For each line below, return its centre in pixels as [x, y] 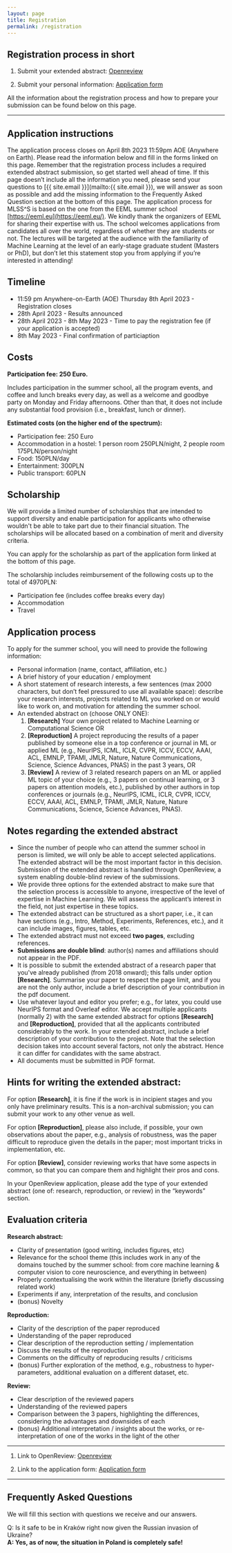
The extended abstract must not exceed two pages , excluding [106, 936]
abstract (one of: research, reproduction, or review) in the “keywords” [106, 1191]
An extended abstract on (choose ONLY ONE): [83, 714]
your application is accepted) [59, 328]
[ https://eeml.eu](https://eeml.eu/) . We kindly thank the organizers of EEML [114, 216]
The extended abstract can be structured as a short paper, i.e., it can [115, 914]
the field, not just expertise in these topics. [78, 906]
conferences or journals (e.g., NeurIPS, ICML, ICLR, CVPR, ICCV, [119, 794]
